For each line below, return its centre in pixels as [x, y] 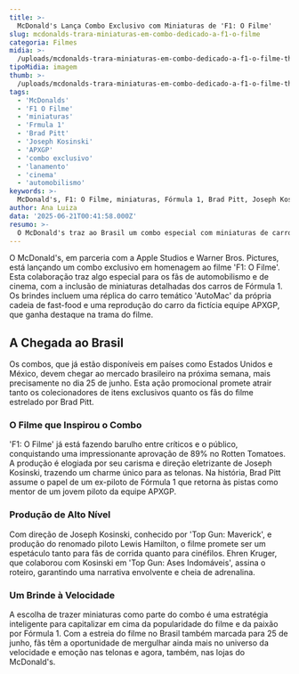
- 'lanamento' [43, 166]
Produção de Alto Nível [60, 515]
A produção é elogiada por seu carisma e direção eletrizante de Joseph [141, 463]
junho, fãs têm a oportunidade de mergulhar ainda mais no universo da [139, 643]
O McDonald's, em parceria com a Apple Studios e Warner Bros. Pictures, [144, 258]
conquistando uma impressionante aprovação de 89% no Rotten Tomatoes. [148, 454]
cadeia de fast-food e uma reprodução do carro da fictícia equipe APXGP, [145, 305]
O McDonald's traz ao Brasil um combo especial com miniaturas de [143, 232]
